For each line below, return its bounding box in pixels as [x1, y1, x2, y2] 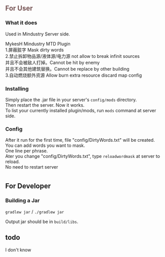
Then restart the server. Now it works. [5, 102, 85, 108]
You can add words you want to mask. [5, 142, 85, 149]
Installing [5, 85, 29, 92]
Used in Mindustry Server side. [5, 30, 70, 37]
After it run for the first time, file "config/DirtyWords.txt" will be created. [5, 137, 155, 143]
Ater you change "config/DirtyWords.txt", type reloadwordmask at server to [5, 153, 160, 159]
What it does [5, 19, 38, 26]
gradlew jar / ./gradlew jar [5, 208, 64, 215]
